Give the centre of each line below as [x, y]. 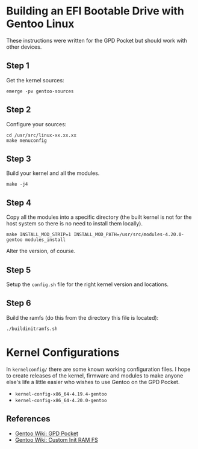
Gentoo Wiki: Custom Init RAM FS [56, 439]
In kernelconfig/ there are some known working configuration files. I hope [98, 369]
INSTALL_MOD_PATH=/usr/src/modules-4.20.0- [129, 235]
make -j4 [17, 185]
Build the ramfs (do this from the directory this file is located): [82, 317]
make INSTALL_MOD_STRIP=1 [39, 235]
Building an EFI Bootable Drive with [95, 11]
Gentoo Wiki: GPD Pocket [46, 433]
